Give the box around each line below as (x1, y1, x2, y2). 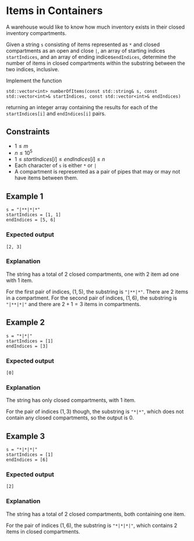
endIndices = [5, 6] (6, 217, 57, 223)
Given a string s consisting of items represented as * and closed (6, 41, 160, 48)
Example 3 (6, 431, 45, 441)
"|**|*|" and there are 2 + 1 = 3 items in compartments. (6, 300, 141, 307)
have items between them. (14, 174, 79, 182)
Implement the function (6, 77, 62, 84)
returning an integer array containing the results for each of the (6, 103, 158, 110)
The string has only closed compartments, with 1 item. (6, 397, 136, 404)
